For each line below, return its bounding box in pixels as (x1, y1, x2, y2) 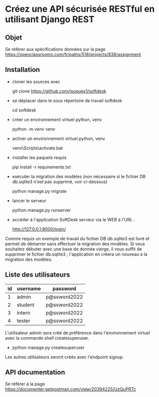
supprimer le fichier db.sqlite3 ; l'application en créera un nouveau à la (5, 251, 148, 257)
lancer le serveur (12, 197, 46, 204)
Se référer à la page (5, 381, 45, 387)
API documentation (5, 368, 65, 376)
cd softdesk (12, 107, 37, 113)
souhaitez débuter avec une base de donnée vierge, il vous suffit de (5, 246, 142, 252)
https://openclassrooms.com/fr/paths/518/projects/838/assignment (5, 51, 141, 57)
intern (17, 309, 30, 316)
